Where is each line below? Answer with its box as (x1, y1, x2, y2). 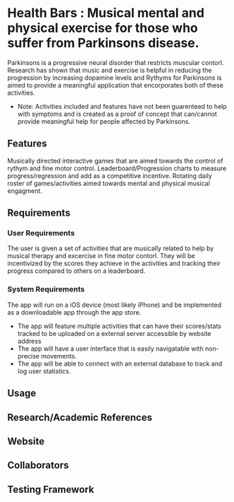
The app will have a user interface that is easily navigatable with (17, 344, 204, 353)
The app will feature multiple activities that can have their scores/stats (17, 322, 222, 330)
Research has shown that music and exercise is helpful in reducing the (7, 66, 212, 74)
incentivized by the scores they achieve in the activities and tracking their (7, 259, 221, 268)
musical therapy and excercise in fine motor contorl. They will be (7, 252, 195, 260)
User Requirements (7, 228, 75, 238)
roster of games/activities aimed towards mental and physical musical (7, 179, 210, 187)
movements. (41, 351, 78, 360)
